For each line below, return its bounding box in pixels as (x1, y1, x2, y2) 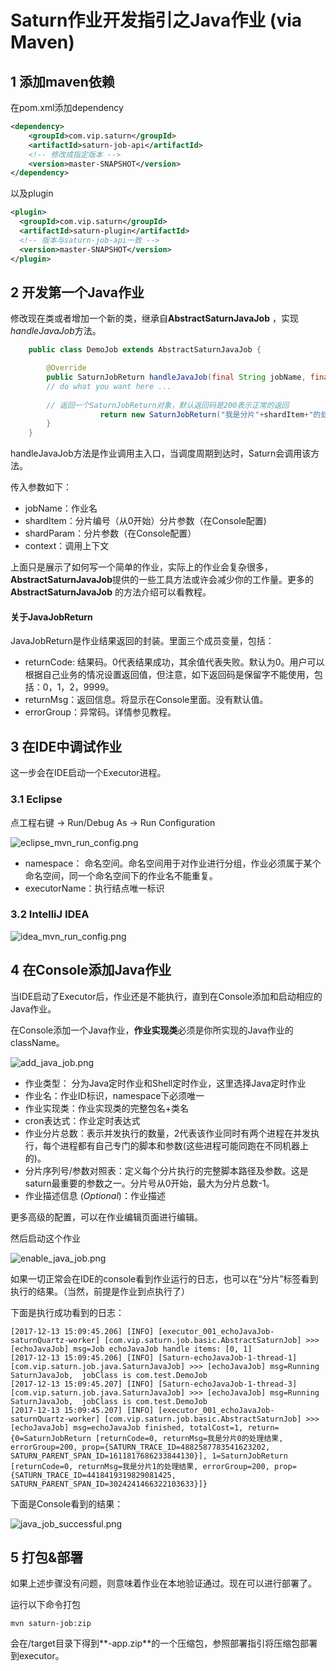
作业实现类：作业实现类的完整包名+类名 (24, 1102, 190, 1114)
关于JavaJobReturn (10, 611, 93, 623)
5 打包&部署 (10, 1549, 84, 1566)
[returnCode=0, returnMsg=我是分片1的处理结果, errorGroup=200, (10, 1461, 270, 1471)
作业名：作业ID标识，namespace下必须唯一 (24, 1089, 205, 1101)
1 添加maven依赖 (10, 73, 115, 90)
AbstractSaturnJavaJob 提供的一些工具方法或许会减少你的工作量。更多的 (10, 574, 314, 586)
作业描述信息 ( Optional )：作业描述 (24, 1189, 166, 1201)
